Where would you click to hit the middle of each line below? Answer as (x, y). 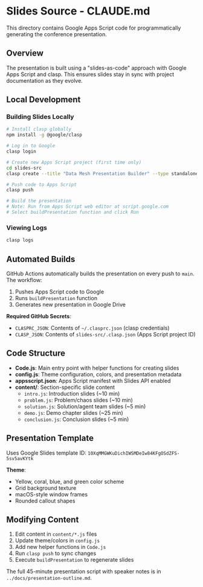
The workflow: (24, 280)
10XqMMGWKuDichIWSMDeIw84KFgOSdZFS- (134, 453)
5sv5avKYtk (20, 458)
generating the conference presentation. (56, 34)
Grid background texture (46, 488)
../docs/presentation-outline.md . (49, 578)
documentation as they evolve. (44, 80)
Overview (25, 53)
